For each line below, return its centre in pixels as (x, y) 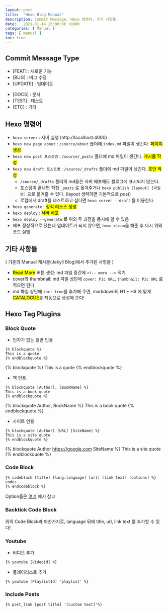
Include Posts (22, 594)
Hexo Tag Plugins (33, 314)
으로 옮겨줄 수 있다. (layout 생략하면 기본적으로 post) (79, 194)
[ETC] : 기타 (24, 107)
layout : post (19, 10)
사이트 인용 (23, 421)
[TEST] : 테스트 (28, 101)
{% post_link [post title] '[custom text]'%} (54, 605)
